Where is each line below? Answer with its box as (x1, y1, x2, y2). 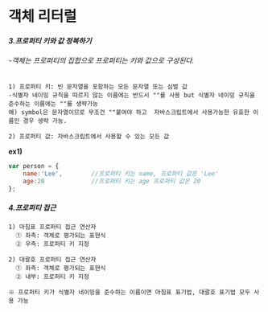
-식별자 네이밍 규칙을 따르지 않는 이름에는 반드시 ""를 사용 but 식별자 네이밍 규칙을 (8, 91, 255, 99)
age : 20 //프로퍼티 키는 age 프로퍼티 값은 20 (23, 177, 201, 185)
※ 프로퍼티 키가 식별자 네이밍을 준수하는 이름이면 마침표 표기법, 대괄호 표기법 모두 (8, 288, 251, 296)
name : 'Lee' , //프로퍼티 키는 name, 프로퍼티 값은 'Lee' (23, 170, 219, 178)
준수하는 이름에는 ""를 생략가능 (8, 100, 99, 108)
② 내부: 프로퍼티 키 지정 (15, 273, 90, 281)
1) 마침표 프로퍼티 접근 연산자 (8, 223, 97, 231)
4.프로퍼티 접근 (8, 203, 56, 213)
